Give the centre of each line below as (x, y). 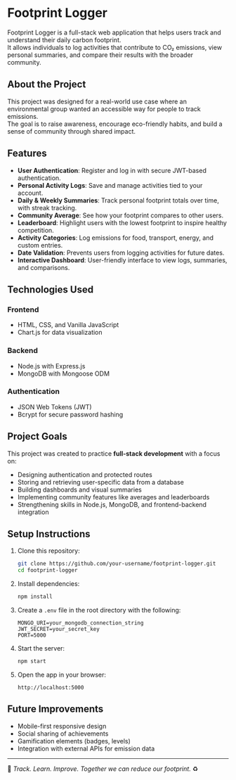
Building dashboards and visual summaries (79, 490)
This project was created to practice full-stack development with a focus (114, 453)
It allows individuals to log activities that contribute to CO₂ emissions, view (115, 47)
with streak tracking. (47, 207)
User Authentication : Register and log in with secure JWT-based (112, 170)
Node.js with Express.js (51, 366)
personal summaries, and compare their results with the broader (100, 55)
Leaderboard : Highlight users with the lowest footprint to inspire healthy (122, 222)
